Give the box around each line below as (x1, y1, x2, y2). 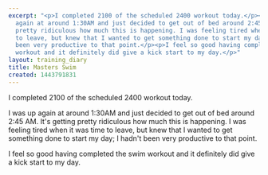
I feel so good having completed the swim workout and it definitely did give (8, 149, 255, 158)
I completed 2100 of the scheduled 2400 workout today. (8, 92, 193, 102)
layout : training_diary (8, 56, 88, 64)
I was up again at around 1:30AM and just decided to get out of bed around (8, 108, 255, 118)
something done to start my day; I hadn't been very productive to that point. (8, 133, 258, 143)
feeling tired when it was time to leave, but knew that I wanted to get (8, 125, 233, 134)
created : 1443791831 (8, 71, 77, 79)
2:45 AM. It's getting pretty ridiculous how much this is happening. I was (8, 116, 246, 126)
